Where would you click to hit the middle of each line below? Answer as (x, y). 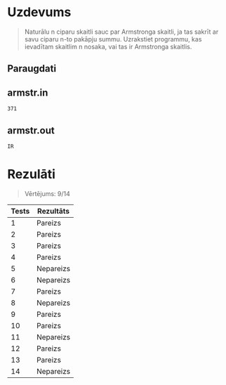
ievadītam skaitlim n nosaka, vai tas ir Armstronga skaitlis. (108, 46)
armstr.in (28, 92)
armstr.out (31, 130)
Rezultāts (54, 211)
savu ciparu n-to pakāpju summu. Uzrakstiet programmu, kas (113, 39)
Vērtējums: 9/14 (47, 193)
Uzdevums (39, 12)
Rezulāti (32, 175)
